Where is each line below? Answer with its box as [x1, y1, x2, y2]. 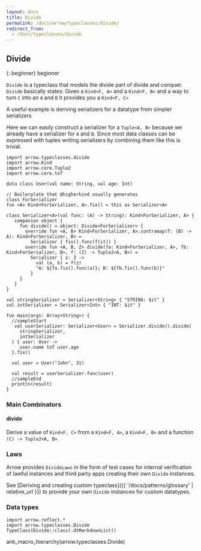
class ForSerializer [6, 196, 58, 202]
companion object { [14, 217, 63, 223]
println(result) [11, 381, 52, 387]
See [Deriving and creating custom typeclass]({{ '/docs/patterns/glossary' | [6, 482, 194, 489]
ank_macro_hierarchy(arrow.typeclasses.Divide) [6, 538, 125, 545]
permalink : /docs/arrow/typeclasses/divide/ [6, 20, 119, 26]
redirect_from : [6, 25, 44, 32]
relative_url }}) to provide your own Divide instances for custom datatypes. [6, 488, 191, 496]
